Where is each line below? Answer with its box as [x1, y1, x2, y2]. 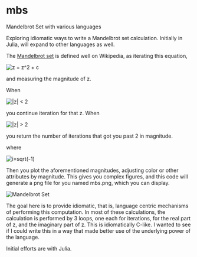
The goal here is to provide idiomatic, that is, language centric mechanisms [6, 202, 189, 209]
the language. [6, 233, 40, 240]
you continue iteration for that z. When [6, 109, 100, 116]
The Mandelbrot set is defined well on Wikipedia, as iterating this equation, [6, 52, 188, 59]
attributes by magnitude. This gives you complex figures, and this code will [6, 173, 188, 180]
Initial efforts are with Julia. [6, 245, 72, 252]
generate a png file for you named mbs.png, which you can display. [6, 179, 170, 186]
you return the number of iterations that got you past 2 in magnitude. [6, 132, 173, 139]
